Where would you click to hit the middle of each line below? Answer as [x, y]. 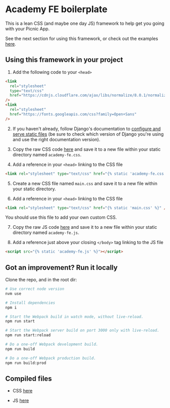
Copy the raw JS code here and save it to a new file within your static [85, 227]
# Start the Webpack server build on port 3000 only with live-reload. [82, 331]
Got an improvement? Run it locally [61, 268]
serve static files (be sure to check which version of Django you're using [88, 134]
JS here [21, 400]
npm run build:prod [26, 363]
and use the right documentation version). [56, 139]
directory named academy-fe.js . [46, 233]
